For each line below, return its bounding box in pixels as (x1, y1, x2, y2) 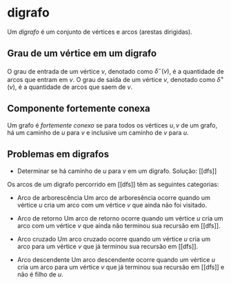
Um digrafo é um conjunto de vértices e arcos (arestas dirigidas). (7, 28, 193, 36)
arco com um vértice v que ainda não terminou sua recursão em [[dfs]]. (17, 221, 221, 230)
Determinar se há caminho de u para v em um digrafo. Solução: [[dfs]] (17, 167, 217, 175)
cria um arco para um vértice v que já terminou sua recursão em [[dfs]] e (17, 263, 225, 271)
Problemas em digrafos (7, 148, 109, 160)
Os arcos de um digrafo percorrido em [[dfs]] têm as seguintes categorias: (7, 180, 219, 188)
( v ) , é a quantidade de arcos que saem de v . (7, 83, 133, 91)
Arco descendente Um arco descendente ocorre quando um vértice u (17, 255, 216, 263)
